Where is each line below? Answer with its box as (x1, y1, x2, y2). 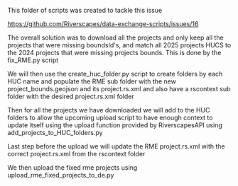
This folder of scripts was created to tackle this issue (7, 6, 163, 14)
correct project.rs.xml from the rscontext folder (7, 150, 146, 158)
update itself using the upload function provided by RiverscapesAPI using (7, 121, 222, 129)
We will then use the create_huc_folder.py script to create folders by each (7, 70, 223, 78)
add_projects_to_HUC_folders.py (7, 129, 103, 136)
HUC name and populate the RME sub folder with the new (7, 77, 176, 86)
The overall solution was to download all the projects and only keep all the (7, 33, 224, 42)
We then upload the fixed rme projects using (7, 163, 138, 172)
